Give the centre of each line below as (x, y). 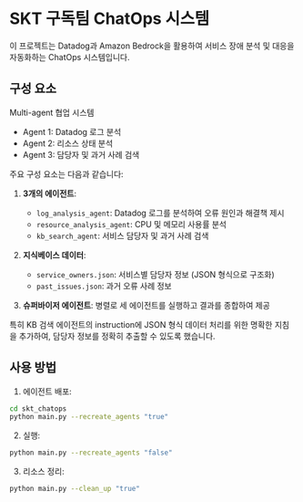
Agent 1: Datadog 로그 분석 (72, 131)
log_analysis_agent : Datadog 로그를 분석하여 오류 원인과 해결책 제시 (160, 213)
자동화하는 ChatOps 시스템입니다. (70, 57)
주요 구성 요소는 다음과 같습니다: (67, 173)
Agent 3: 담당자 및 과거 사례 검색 (81, 154)
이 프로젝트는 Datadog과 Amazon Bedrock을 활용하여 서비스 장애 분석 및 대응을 (152, 46)
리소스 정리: (44, 472)
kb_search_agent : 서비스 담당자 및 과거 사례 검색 (122, 235)
